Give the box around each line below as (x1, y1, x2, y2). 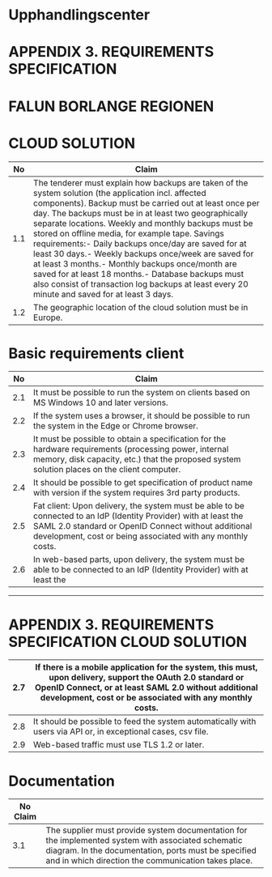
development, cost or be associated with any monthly (40, 692, 253, 704)
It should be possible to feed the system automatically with (33, 716, 257, 727)
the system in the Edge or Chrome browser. (33, 420, 198, 432)
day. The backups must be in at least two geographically (33, 207, 249, 219)
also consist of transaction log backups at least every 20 (33, 278, 249, 289)
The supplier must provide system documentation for (45, 824, 248, 836)
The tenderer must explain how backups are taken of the (33, 177, 249, 188)
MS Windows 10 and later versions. (33, 397, 168, 408)
